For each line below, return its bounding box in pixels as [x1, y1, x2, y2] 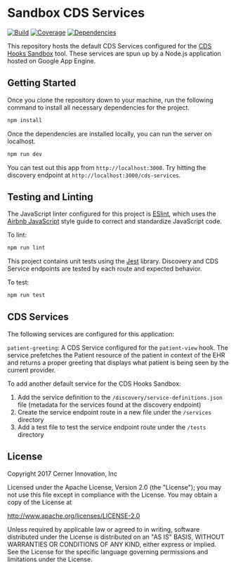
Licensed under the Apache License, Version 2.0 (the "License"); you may [7, 483, 222, 491]
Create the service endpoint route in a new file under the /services [17, 407, 212, 416]
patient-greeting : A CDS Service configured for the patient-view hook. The [7, 343, 228, 352]
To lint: [7, 230, 27, 240]
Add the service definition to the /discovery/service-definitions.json [17, 393, 223, 401]
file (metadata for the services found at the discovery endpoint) [17, 400, 202, 409]
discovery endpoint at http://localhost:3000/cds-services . [7, 171, 181, 179]
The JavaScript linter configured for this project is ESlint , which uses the [7, 209, 216, 218]
